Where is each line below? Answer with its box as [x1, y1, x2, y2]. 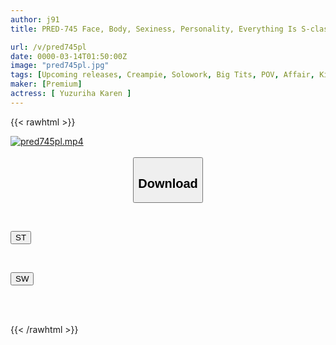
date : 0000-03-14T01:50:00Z [10, 51, 128, 61]
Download [138, 176, 198, 191]
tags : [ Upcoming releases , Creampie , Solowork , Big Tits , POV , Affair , [10, 70, 315, 80]
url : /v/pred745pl [10, 42, 87, 52]
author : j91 [10, 14, 60, 25]
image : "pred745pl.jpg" [10, 61, 110, 71]
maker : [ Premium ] [10, 79, 83, 90]
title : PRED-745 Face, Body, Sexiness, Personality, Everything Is [10, 24, 298, 34]
